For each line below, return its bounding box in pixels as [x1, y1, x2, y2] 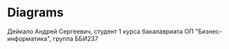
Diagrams [7, 5, 64, 20]
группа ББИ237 [53, 34, 99, 42]
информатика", [7, 34, 52, 42]
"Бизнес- [194, 27, 223, 35]
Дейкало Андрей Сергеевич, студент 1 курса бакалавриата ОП [7, 27, 194, 35]
